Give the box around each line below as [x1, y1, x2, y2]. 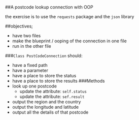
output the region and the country [12, 99, 81, 105]
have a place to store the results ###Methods [12, 78, 105, 84]
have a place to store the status [12, 73, 76, 78]
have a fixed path [12, 62, 48, 68]
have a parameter [12, 67, 48, 73]
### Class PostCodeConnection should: [5, 53, 83, 59]
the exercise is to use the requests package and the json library [5, 14, 135, 19]
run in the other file [12, 43, 51, 49]
